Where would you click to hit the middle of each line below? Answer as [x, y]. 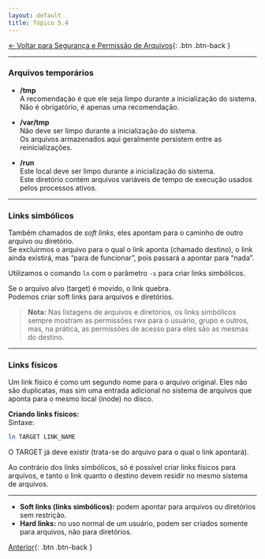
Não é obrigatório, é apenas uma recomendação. [99, 106]
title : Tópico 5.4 [38, 23]
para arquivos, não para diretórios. [76, 532]
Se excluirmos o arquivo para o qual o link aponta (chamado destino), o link [131, 250]
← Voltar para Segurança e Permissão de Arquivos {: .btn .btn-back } [119, 45]
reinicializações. [46, 147]
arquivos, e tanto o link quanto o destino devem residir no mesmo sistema [128, 476]
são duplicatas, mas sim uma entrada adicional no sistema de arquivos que [130, 390]
